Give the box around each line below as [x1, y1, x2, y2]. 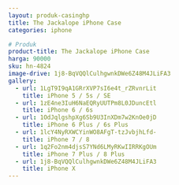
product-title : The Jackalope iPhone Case [8, 48, 150, 56]
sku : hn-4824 [8, 62, 51, 71]
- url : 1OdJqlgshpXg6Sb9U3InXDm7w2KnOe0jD [15, 113, 157, 122]
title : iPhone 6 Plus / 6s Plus [22, 121, 129, 129]
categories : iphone [8, 26, 73, 34]
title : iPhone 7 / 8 [22, 135, 90, 143]
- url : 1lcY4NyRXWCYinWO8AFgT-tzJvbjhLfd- [15, 128, 157, 136]
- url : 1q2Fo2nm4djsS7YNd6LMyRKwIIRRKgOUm [15, 142, 157, 150]
